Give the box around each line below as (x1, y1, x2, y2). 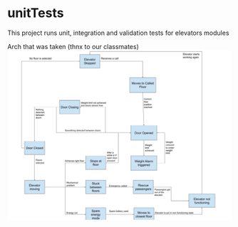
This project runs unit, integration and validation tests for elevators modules (7, 28, 229, 37)
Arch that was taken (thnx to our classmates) (7, 42, 139, 51)
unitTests (7, 5, 64, 21)
